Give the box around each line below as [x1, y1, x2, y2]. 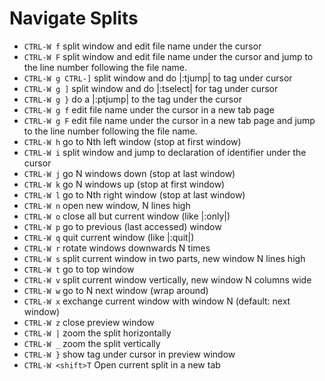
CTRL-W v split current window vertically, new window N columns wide [23, 273, 312, 286]
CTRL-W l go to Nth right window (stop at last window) [23, 188, 246, 201]
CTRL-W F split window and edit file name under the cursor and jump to [23, 50, 314, 62]
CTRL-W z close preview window [23, 316, 155, 328]
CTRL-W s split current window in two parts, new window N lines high [23, 252, 306, 264]
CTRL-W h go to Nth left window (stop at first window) [23, 135, 242, 147]
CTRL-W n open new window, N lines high [23, 199, 191, 211]
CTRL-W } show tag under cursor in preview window [23, 348, 236, 360]
